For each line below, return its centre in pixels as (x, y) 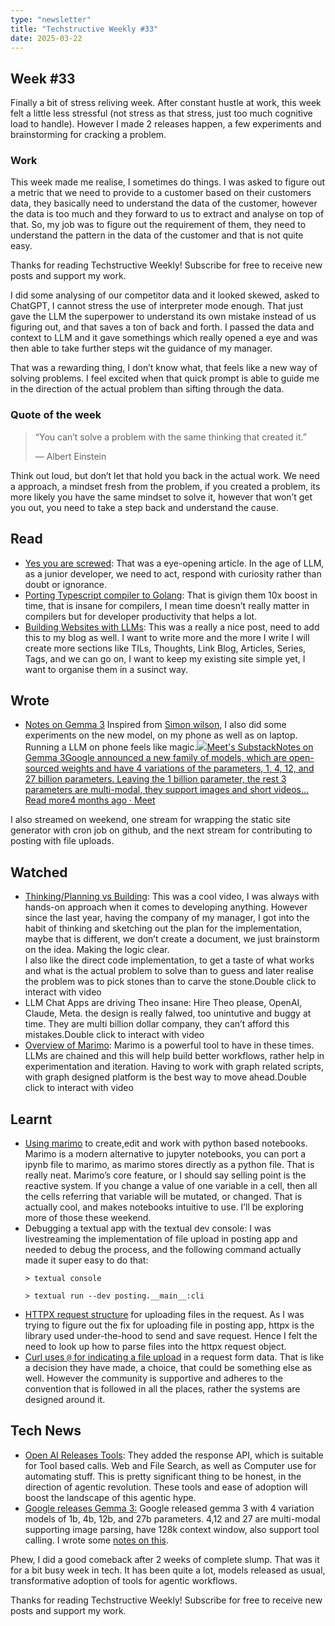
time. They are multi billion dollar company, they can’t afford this (157, 1024)
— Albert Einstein (70, 456)
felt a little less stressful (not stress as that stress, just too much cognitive (161, 113)
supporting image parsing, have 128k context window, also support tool (172, 1529)
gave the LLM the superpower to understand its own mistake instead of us (163, 317)
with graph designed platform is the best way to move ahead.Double (165, 1077)
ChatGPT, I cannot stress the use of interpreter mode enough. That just (157, 306)
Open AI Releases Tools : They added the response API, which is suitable (174, 1455)
